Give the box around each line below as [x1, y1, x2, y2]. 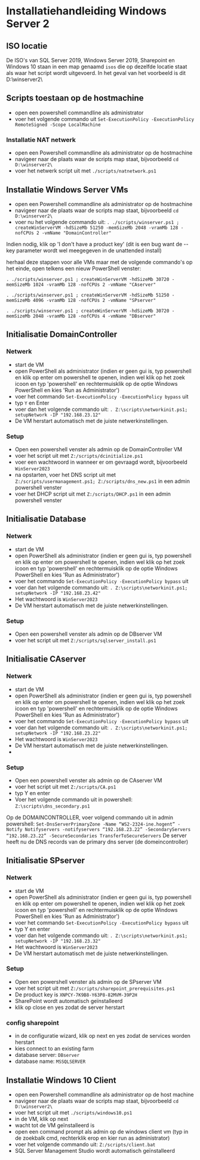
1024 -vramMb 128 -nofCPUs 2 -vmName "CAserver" [32, 282, 156, 288]
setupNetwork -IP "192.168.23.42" [14, 590, 101, 596]
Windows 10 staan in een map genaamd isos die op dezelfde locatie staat [6, 63, 187, 70]
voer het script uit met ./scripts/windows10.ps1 [14, 1108, 133, 1116]
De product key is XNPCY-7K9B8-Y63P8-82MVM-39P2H [14, 990, 137, 998]
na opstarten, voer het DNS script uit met [14, 471, 116, 478]
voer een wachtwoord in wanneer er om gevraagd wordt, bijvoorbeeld [14, 458, 188, 466]
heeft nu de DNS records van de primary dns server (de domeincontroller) [6, 838, 189, 845]
